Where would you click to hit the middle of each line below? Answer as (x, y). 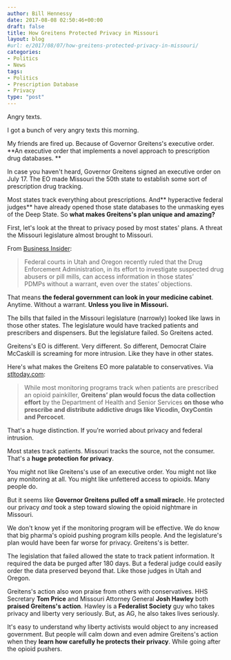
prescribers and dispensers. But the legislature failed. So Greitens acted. (110, 333)
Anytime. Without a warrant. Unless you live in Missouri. (88, 304)
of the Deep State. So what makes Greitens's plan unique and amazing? (111, 214)
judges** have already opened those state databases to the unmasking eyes (116, 207)
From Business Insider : (40, 248)
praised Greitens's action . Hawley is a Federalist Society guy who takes (111, 606)
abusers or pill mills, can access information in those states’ (109, 276)
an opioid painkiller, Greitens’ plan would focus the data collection (120, 395)
